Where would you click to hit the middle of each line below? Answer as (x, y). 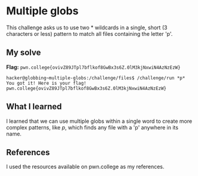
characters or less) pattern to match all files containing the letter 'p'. (89, 33)
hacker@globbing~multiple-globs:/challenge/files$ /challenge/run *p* (96, 78)
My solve (24, 53)
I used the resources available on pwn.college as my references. (85, 167)
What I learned (34, 106)
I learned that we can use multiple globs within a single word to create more (99, 121)
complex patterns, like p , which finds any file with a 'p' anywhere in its (92, 127)
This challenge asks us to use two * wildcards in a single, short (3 (87, 27)
